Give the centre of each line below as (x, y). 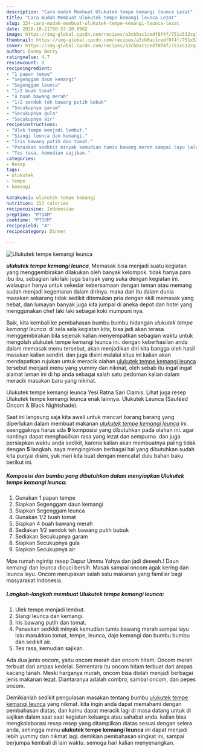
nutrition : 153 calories (37, 203)
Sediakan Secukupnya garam (51, 536)
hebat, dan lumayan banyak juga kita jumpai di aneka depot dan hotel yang (99, 304)
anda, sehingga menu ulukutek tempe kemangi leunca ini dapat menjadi (97, 730)
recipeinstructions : (32, 125)
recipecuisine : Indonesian (40, 209)
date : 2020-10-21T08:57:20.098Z (47, 29)
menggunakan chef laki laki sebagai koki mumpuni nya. (75, 311)
